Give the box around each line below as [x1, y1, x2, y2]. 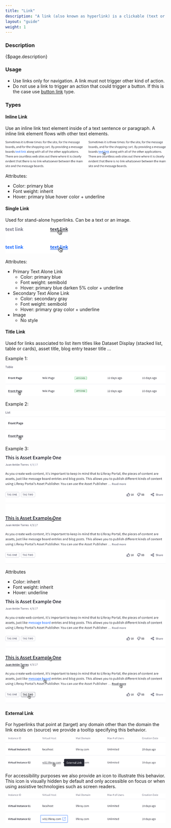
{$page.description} [5, 54, 48, 60]
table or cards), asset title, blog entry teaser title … [5, 345, 111, 352]
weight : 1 [5, 24, 26, 30]
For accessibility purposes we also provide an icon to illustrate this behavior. [5, 772, 165, 779]
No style [20, 317, 38, 323]
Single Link [5, 205, 30, 211]
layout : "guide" [5, 19, 40, 24]
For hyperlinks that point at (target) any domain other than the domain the [5, 722, 159, 728]
